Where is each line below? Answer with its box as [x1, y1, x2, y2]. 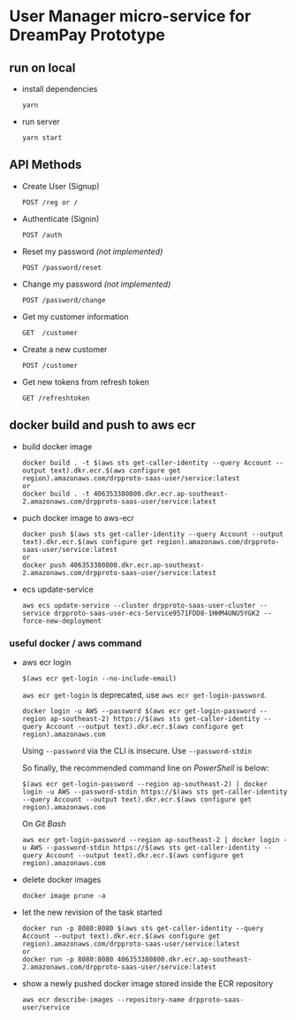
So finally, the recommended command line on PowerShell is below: [21, 763, 269, 773]
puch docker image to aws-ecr [21, 512, 135, 523]
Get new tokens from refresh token [21, 376, 150, 387]
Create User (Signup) [21, 180, 100, 191]
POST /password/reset [21, 263, 102, 272]
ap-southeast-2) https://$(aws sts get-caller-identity [49, 714, 261, 723]
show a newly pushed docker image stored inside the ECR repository [21, 978, 274, 988]
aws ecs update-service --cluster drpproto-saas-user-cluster [21, 601, 256, 610]
